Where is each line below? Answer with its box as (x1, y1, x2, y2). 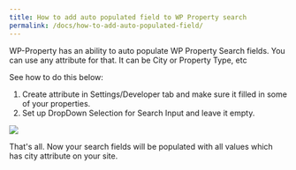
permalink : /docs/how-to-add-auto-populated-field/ (9, 21, 203, 30)
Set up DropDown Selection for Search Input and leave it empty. (21, 107, 255, 118)
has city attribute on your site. (9, 151, 118, 161)
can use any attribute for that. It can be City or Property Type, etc (9, 55, 247, 65)
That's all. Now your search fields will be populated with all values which (9, 141, 274, 152)
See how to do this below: (9, 71, 104, 82)
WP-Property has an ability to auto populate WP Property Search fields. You (9, 45, 285, 55)
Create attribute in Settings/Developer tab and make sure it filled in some (21, 89, 287, 100)
